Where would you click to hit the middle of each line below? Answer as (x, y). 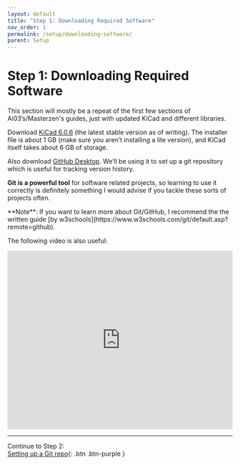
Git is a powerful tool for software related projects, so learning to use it (112, 183)
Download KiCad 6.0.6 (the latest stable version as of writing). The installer (117, 132)
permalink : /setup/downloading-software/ (70, 34)
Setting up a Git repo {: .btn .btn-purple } (66, 454)
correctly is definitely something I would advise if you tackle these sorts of (117, 191)
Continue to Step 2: (36, 446)
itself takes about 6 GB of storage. (58, 148)
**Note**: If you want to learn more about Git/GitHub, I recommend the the (119, 212)
